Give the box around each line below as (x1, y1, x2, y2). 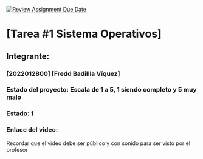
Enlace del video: (6, 126, 58, 134)
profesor (6, 146, 28, 153)
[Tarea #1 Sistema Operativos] (6, 27, 162, 41)
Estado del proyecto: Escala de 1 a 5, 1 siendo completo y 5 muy (6, 86, 197, 94)
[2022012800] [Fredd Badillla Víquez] (6, 69, 120, 78)
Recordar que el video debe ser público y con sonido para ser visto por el (6, 140, 190, 147)
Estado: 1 (6, 109, 34, 118)
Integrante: (6, 51, 50, 61)
